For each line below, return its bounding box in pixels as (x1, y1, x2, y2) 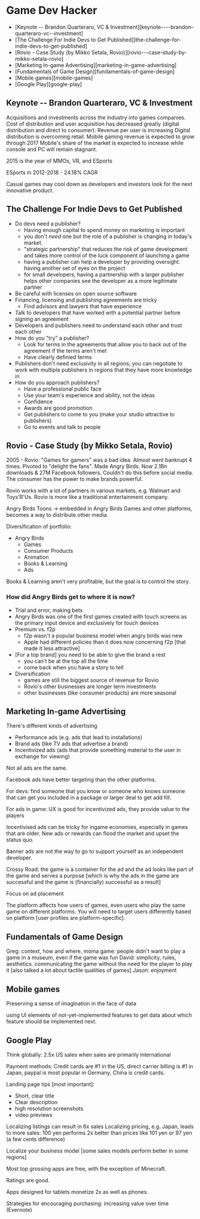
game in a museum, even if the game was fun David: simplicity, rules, (6, 954, 177, 961)
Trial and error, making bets (14, 607, 83, 614)
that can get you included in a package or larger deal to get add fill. (6, 794, 171, 802)
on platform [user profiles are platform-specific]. (6, 915, 125, 922)
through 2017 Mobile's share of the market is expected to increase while (6, 139, 184, 147)
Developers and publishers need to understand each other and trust (14, 321, 182, 329)
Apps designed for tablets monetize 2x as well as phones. (6, 1188, 149, 1195)
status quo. (6, 836, 34, 843)
